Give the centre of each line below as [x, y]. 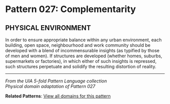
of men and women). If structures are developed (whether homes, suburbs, [84, 56]
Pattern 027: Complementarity [71, 9]
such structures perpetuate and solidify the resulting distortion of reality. [81, 67]
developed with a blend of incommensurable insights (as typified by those [82, 50]
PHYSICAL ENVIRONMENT [48, 28]
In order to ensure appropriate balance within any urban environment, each [83, 40]
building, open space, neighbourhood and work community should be [78, 45]
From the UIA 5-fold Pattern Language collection [56, 81]
